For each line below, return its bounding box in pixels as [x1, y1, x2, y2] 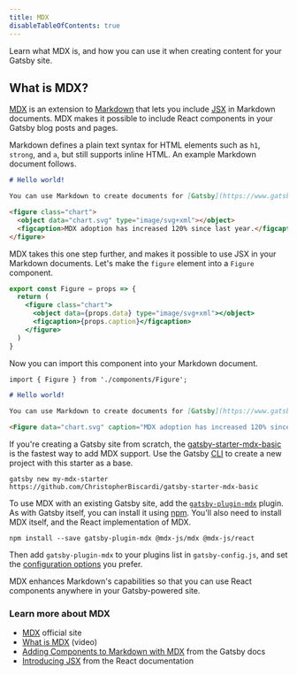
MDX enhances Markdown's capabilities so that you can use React [9, 576, 252, 587]
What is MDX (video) [21, 637, 98, 648]
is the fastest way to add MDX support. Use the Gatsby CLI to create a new [9, 449, 282, 459]
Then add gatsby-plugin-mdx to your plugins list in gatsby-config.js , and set [9, 549, 288, 560]
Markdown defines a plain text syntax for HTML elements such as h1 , [9, 140, 261, 150]
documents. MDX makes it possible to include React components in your [9, 113, 274, 124]
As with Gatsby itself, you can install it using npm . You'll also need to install [9, 508, 282, 518]
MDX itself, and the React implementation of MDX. [9, 517, 192, 527]
